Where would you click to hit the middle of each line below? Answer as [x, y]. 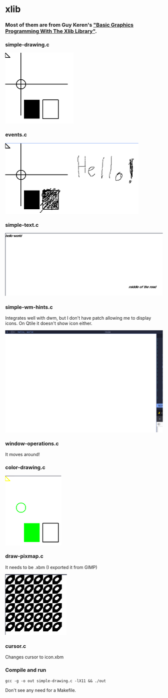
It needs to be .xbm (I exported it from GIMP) [51, 567]
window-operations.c [32, 444]
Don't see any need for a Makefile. [41, 690]
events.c [16, 135]
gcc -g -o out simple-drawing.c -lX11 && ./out [56, 681]
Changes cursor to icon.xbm [34, 657]
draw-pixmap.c [24, 556]
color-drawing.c [25, 468]
